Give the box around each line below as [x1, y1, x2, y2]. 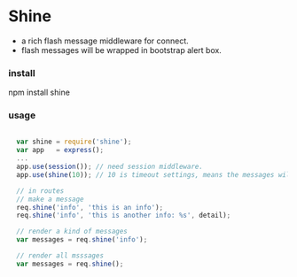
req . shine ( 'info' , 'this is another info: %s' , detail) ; [16, 211, 231, 220]
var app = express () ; [16, 146, 104, 155]
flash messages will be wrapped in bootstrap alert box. [20, 44, 223, 55]
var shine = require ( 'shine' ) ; [16, 137, 132, 147]
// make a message [16, 195, 85, 204]
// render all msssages [16, 251, 104, 260]
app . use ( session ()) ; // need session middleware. [16, 162, 203, 172]
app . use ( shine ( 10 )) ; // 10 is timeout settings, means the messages [16, 170, 275, 179]
